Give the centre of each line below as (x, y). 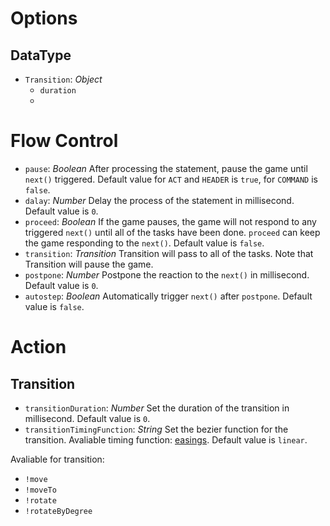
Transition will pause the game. (89, 264)
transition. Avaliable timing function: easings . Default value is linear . (166, 439)
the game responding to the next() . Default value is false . (144, 243)
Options (44, 18)
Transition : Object (63, 79)
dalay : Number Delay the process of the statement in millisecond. (159, 200)
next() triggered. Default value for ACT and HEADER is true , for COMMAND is (171, 179)
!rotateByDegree (58, 511)
